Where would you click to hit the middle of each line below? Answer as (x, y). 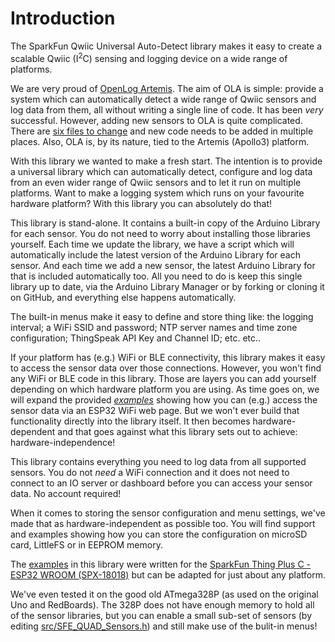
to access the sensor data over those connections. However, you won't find (166, 368)
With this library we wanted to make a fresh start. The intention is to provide (166, 161)
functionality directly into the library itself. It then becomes (130, 421)
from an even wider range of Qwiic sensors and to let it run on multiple (156, 182)
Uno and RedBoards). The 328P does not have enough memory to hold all (162, 604)
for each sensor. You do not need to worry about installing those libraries (160, 233)
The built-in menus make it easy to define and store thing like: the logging (162, 316)
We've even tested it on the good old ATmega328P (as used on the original (164, 594)
